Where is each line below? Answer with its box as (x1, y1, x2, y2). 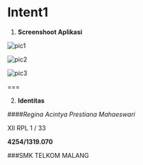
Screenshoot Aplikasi (17, 28, 83, 36)
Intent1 (7, 4, 48, 21)
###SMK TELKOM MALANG (7, 151, 90, 159)
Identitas (17, 96, 45, 105)
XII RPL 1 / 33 (7, 123, 46, 132)
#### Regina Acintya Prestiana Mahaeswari (7, 110, 136, 118)
